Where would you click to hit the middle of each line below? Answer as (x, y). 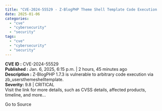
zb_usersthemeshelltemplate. (34, 79)
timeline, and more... (25, 95)
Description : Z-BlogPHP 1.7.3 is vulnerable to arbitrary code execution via (79, 74)
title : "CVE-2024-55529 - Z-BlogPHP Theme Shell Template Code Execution (81, 9)
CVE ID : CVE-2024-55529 (32, 64)
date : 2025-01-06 (23, 14)
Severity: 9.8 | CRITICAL (30, 84)
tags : (10, 37)
